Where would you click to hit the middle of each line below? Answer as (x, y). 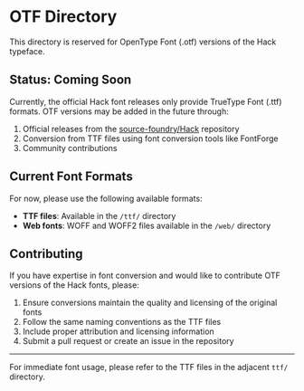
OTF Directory (63, 17)
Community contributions (70, 148)
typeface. (27, 51)
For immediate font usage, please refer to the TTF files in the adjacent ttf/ (149, 367)
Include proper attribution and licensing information (118, 331)
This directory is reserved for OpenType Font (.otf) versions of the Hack (143, 42)
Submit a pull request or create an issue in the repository (128, 341)
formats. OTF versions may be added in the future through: (119, 111)
